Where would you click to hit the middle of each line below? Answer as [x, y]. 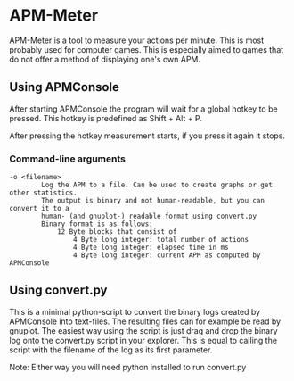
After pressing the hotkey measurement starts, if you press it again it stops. [147, 136]
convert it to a [39, 209]
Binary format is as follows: [97, 224]
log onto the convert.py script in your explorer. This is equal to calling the [143, 340]
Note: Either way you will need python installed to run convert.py [128, 367]
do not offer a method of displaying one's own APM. [105, 59]
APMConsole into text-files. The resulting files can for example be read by [145, 321]
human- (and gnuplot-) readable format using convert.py [149, 216]
